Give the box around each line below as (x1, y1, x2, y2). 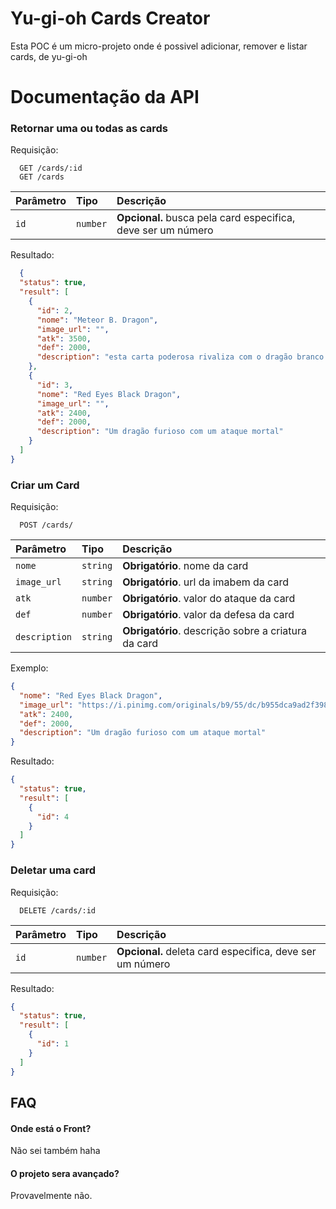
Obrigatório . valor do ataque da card (122, 592, 296, 606)
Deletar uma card (10, 863, 97, 877)
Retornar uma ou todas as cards (10, 122, 168, 136)
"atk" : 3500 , (36, 333, 92, 344)
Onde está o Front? (10, 1122, 92, 1134)
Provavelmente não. (10, 1190, 93, 1202)
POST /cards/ (19, 520, 74, 531)
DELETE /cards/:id (19, 905, 97, 916)
